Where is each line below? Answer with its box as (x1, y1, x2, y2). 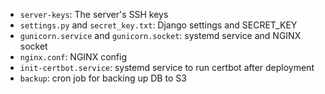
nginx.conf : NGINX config (19, 51, 127, 63)
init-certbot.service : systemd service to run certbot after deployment (19, 62, 315, 73)
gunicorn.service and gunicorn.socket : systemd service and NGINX (19, 30, 302, 41)
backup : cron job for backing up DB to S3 (19, 72, 187, 84)
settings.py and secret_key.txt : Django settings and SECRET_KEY (19, 19, 298, 31)
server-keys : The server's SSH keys (19, 9, 169, 20)
